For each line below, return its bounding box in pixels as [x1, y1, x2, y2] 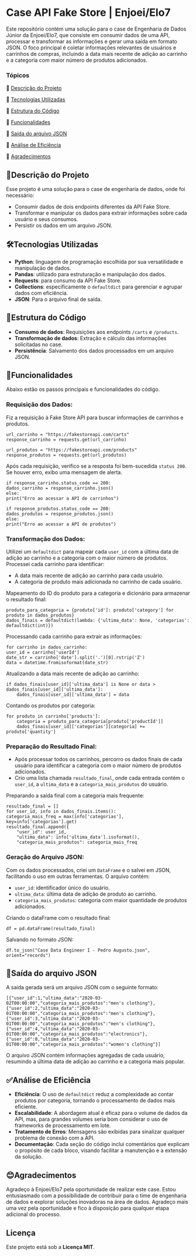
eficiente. [14, 1103, 37, 1110]
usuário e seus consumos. [14, 216, 78, 223]
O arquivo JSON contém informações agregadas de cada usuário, [6, 1052, 165, 1059]
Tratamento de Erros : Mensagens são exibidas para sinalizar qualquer [14, 1128, 185, 1136]
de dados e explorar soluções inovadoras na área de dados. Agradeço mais [6, 1198, 188, 1205]
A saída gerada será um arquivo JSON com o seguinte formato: [6, 984, 159, 991]
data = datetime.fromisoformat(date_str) [6, 660, 109, 666]
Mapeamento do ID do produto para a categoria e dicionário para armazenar [6, 590, 190, 597]
